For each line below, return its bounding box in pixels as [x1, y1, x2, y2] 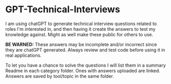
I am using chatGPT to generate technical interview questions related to [5, 20, 157, 27]
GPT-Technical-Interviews [5, 4, 121, 15]
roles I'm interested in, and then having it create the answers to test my [5, 26, 156, 32]
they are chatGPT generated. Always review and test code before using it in [5, 47, 165, 53]
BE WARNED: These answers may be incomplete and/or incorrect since [5, 41, 157, 47]
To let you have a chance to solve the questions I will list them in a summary [5, 62, 166, 68]
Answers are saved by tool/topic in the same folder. [5, 73, 114, 79]
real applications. [5, 52, 42, 58]
